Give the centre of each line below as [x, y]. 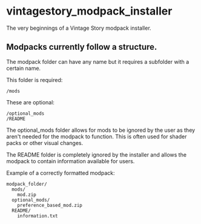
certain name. [24, 68]
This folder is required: [35, 80]
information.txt [38, 216]
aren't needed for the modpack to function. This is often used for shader [97, 136]
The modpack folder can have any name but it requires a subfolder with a [98, 61]
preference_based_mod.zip [50, 205]
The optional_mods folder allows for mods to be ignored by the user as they [101, 130]
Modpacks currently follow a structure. [82, 47]
